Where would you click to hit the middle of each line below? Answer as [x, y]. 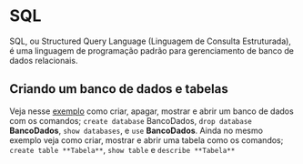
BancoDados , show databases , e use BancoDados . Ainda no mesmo [136, 130]
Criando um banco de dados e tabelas [119, 89]
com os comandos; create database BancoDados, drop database [131, 120]
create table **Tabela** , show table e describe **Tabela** [122, 149]
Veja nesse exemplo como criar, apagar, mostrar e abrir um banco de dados [151, 111]
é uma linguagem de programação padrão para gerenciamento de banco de [151, 50]
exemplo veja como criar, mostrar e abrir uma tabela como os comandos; [146, 140]
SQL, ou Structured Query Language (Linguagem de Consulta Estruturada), [150, 41]
